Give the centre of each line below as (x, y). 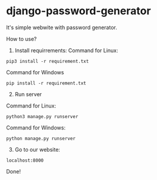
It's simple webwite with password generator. (62, 27)
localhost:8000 (25, 160)
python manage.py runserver (41, 138)
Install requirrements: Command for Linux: (66, 50)
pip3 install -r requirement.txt (48, 61)
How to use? (21, 39)
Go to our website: (37, 149)
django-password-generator (78, 11)
